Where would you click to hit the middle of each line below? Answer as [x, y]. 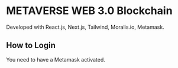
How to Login [31, 45]
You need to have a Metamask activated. [56, 59]
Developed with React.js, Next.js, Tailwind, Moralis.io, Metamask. [85, 27]
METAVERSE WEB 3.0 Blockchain [89, 11]
